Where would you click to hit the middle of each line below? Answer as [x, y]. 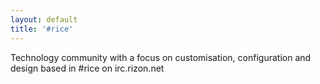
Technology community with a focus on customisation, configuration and [161, 57]
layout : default [44, 19]
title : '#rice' [42, 29]
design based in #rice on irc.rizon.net [87, 68]
